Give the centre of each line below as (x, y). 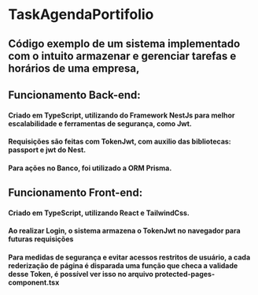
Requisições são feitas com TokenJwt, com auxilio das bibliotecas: (120, 142)
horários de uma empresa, (74, 68)
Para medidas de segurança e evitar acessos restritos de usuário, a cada (129, 257)
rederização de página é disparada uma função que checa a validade (123, 265)
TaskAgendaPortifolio (81, 15)
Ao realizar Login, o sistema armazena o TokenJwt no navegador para (125, 231)
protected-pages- (184, 274)
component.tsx (34, 282)
